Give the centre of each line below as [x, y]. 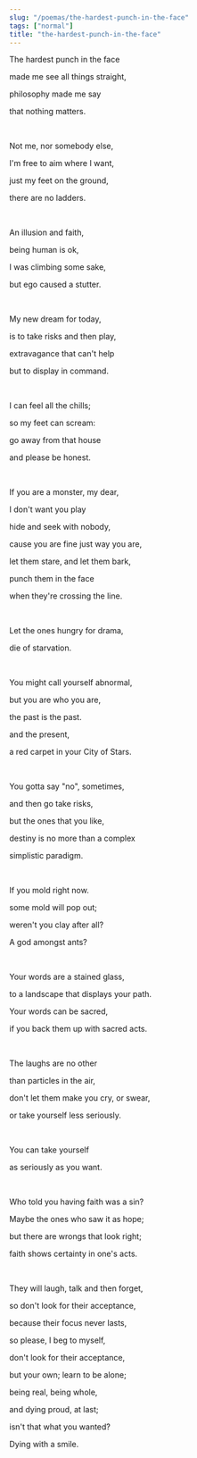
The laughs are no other [53, 1063]
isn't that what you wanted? [60, 1427]
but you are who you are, [55, 700]
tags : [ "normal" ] [41, 26]
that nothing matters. [48, 112]
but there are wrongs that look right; [76, 1236]
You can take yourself [49, 1150]
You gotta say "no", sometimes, [67, 786]
